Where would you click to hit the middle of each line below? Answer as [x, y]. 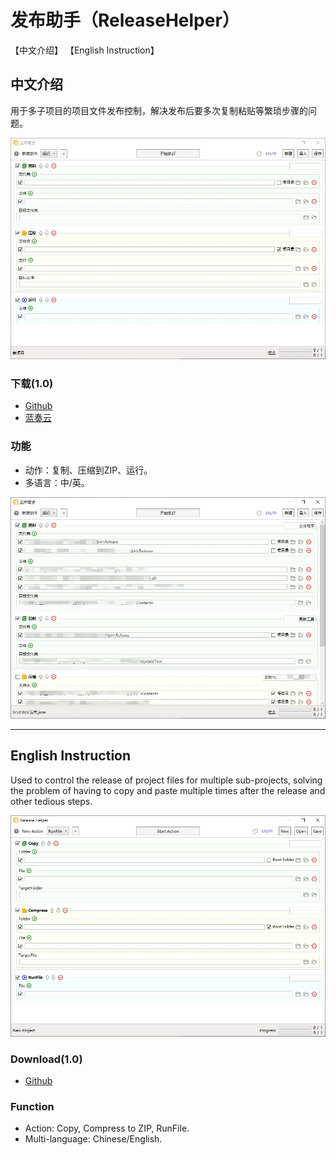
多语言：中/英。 [57, 482]
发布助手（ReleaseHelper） [125, 20]
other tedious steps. [51, 801]
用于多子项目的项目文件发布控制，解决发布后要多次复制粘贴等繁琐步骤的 [159, 110]
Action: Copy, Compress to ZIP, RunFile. [107, 1128]
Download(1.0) [46, 1059]
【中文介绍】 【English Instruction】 [85, 50]
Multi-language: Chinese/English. [93, 1139]
